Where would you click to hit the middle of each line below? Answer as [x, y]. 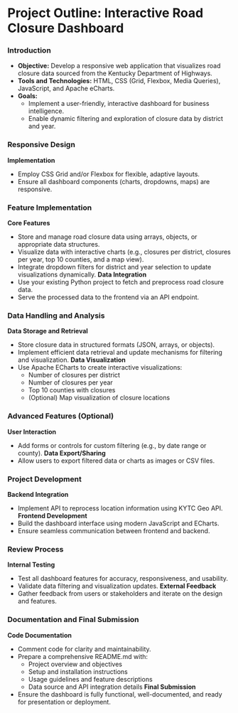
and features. [37, 601]
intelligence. [46, 111]
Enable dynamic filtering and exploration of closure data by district [126, 119]
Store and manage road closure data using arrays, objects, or [107, 237]
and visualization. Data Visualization [71, 360]
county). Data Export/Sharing [62, 453]
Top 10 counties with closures [72, 390]
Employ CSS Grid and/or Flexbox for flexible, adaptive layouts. [109, 174]
